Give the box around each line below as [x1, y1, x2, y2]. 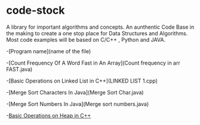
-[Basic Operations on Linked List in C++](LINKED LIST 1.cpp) [6, 77, 158, 84]
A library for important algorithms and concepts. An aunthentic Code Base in [6, 23, 195, 31]
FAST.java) [6, 65, 33, 72]
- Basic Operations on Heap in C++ [6, 112, 91, 119]
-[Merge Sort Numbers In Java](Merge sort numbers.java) [6, 100, 149, 108]
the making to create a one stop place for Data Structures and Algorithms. [6, 29, 188, 36]
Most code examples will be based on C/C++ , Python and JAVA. [6, 36, 166, 43]
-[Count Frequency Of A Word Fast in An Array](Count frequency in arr [6, 59, 180, 66]
